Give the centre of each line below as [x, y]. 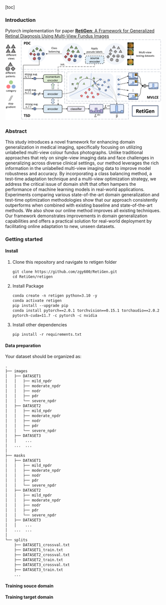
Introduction [20, 20]
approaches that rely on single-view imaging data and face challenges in [80, 157]
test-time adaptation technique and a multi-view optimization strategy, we [81, 179]
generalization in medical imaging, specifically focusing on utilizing [74, 147]
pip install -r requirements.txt [47, 335]
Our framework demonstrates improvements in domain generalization [76, 216]
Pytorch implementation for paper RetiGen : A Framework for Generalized [80, 31]
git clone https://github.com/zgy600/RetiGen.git [65, 272]
